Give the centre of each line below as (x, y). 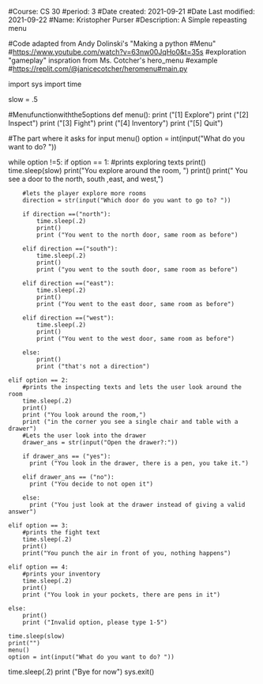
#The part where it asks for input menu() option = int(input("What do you (127, 138)
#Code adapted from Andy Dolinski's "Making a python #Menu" (112, 43)
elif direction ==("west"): (68, 318)
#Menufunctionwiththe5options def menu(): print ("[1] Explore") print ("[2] (128, 115)
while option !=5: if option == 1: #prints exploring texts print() (107, 162)
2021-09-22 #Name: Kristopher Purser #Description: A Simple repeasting (128, 20)
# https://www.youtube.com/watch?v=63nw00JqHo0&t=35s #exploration (127, 52)
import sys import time (45, 84)
